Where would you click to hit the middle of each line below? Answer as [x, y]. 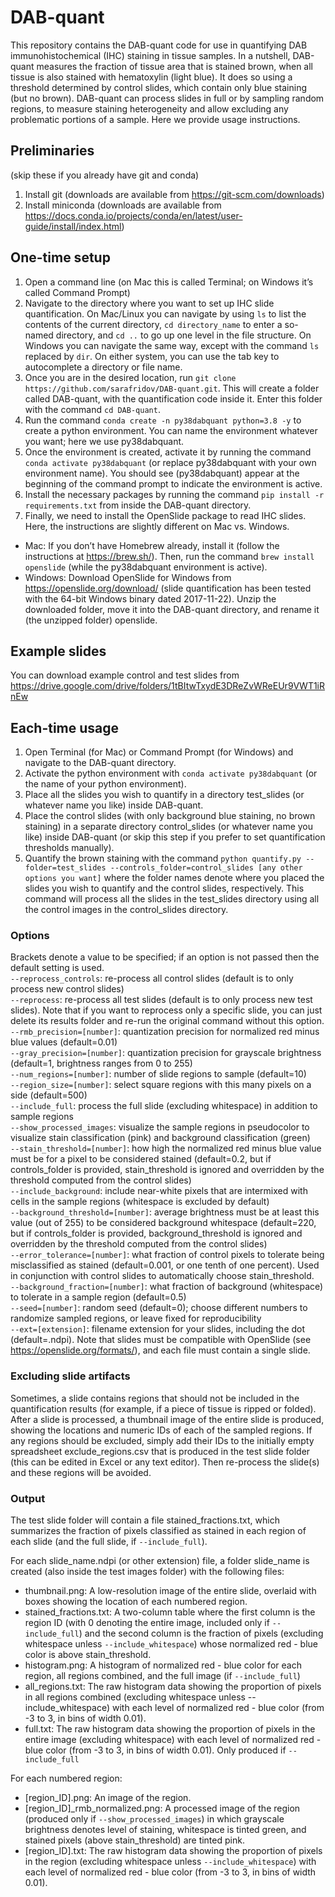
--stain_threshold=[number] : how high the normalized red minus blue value [166, 1148]
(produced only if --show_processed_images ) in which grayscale [154, 1819]
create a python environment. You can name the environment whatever [171, 430]
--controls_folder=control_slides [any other [206, 868]
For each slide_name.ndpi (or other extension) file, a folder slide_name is [160, 1561]
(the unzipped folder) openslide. [91, 620]
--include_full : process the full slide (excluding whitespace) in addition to [164, 1106]
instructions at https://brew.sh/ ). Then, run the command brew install [169, 556]
